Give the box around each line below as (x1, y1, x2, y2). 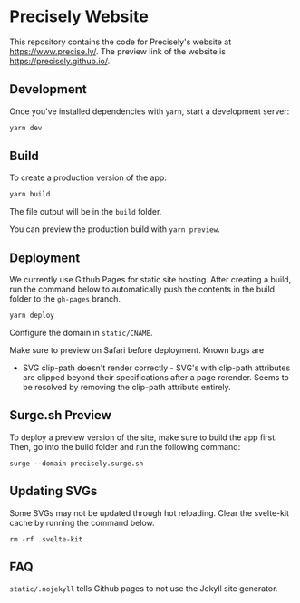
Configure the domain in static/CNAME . (9, 328, 153, 338)
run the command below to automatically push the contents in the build (9, 283, 275, 295)
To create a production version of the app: (9, 172, 168, 183)
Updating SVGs (9, 483, 98, 499)
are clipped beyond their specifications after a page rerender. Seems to (22, 372, 290, 382)
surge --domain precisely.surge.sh (9, 459, 144, 468)
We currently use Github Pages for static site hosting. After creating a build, (9, 274, 292, 285)
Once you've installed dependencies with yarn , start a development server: (9, 106, 290, 117)
